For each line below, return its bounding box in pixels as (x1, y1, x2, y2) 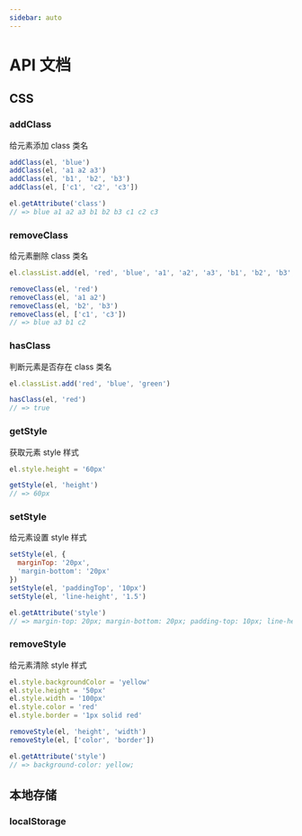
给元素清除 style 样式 (9, 659, 87, 670)
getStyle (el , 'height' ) (9, 481, 99, 490)
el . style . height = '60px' (9, 465, 106, 474)
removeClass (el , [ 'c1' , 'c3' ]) (9, 310, 127, 319)
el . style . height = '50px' (9, 686, 106, 695)
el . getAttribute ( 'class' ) (9, 199, 106, 208)
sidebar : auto (9, 13, 63, 23)
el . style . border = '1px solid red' (9, 711, 143, 721)
